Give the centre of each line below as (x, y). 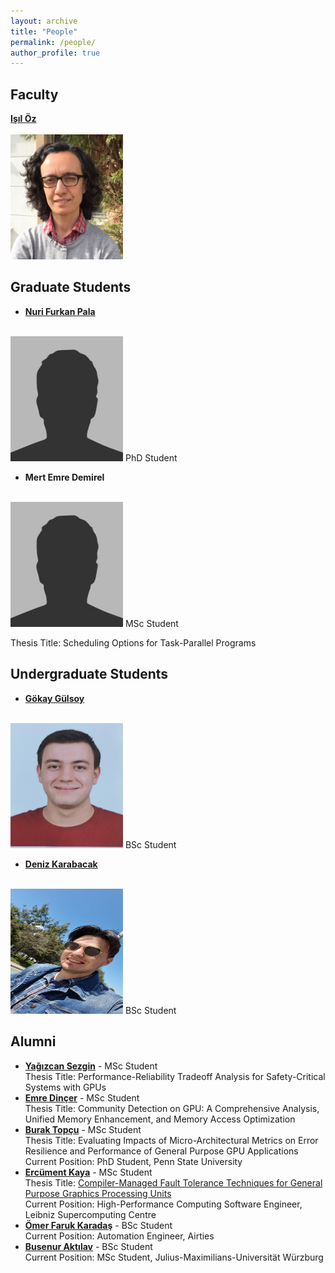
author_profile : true (55, 53)
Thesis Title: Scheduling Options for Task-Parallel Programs (133, 642)
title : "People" (44, 31)
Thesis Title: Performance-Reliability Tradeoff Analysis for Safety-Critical (175, 1076)
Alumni (33, 1041)
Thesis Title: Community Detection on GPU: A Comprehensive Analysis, (172, 1108)
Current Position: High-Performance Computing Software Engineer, (163, 1204)
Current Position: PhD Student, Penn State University (133, 1161)
